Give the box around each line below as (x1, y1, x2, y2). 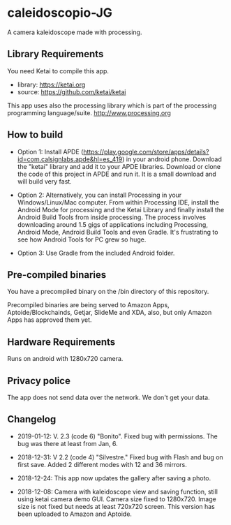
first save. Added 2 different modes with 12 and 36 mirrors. (17, 460, 187, 468)
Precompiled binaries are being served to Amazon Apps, (7, 301, 170, 309)
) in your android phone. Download (121, 155, 222, 163)
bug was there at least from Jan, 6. (17, 439, 118, 448)
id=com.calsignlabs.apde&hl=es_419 (17, 155, 123, 163)
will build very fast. (17, 177, 72, 186)
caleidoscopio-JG (7, 5, 113, 21)
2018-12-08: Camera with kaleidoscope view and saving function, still (17, 487, 218, 496)
